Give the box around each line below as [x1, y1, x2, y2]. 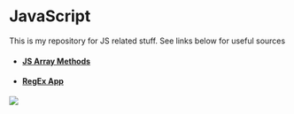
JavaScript [9, 6, 91, 27]
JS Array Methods [21, 56, 91, 66]
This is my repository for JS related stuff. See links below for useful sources [9, 35, 286, 46]
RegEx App [21, 76, 65, 87]
